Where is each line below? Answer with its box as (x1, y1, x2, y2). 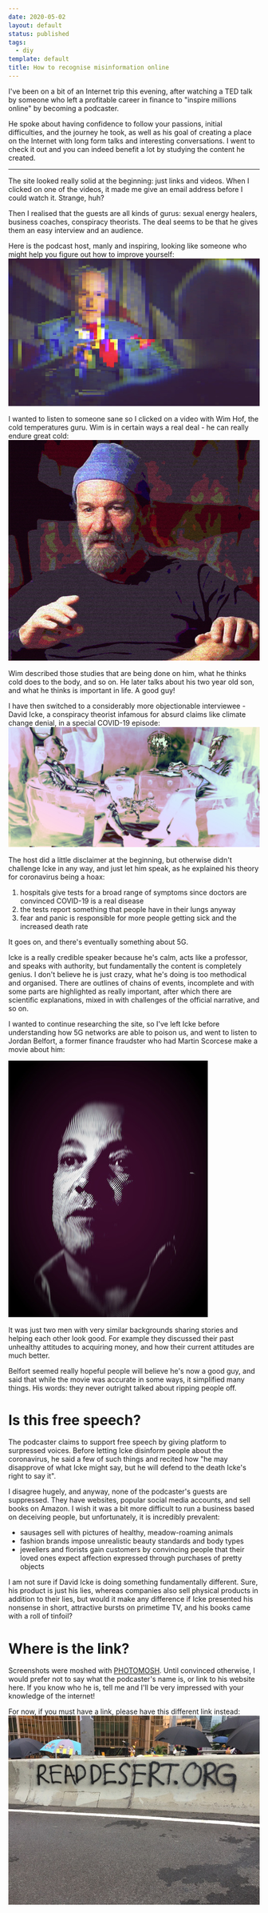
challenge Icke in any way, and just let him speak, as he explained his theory (8, 863, 259, 873)
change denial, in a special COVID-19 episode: (8, 718, 161, 728)
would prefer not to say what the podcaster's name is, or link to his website (8, 1675, 255, 1684)
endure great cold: (8, 430, 69, 440)
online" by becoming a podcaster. (8, 103, 120, 113)
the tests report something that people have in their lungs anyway (19, 904, 236, 914)
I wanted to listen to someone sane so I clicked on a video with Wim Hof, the (8, 414, 259, 423)
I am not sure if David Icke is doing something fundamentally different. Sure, (8, 1577, 258, 1587)
